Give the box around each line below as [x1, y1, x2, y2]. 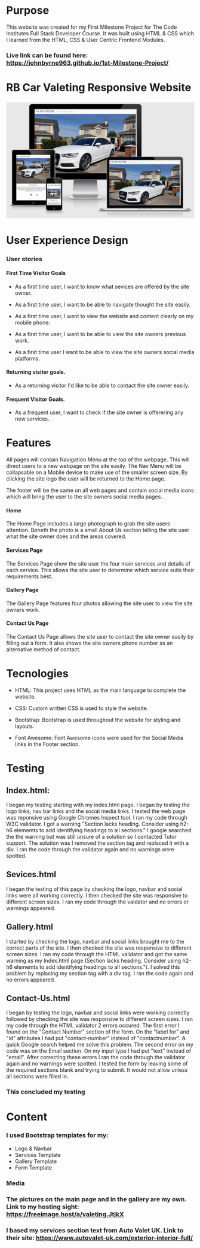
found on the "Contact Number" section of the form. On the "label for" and [6, 1028, 190, 1035]
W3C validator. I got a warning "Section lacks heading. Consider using [6, 820, 179, 827]
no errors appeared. [6, 976, 56, 983]
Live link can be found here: [6, 51, 88, 59]
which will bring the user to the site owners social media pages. [6, 493, 163, 500]
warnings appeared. [6, 904, 56, 911]
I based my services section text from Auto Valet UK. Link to [6, 1226, 184, 1234]
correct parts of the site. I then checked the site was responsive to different [6, 944, 192, 951]
